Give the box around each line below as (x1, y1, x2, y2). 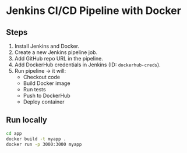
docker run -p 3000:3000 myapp (6, 141, 82, 147)
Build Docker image (23, 80, 70, 87)
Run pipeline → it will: (14, 67, 66, 74)
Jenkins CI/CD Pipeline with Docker (6, 4, 182, 17)
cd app (6, 130, 22, 136)
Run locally (6, 115, 48, 125)
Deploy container (23, 98, 65, 105)
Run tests (23, 86, 46, 92)
